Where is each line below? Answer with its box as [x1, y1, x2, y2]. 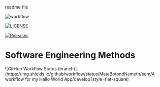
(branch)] [58, 65, 77, 71]
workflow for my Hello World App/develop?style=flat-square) [5, 76, 129, 82]
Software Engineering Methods [5, 50, 135, 61]
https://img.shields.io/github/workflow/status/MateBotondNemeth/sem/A [6, 71, 155, 77]
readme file [5, 4, 29, 10]
